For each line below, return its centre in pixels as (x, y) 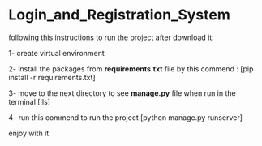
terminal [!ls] (30, 101)
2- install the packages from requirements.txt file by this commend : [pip (131, 69)
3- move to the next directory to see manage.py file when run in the (122, 93)
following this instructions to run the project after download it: (112, 37)
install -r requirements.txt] (52, 77)
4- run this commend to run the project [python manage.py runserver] (126, 117)
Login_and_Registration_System (120, 15)
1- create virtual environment (57, 53)
